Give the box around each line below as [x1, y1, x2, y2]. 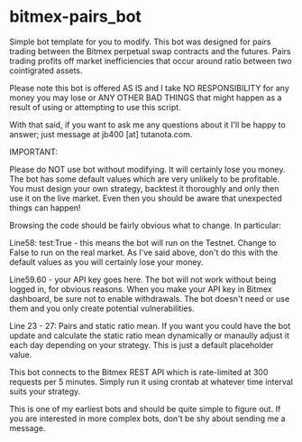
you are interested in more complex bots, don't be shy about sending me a [9, 413, 286, 424]
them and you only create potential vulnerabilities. [9, 303, 196, 314]
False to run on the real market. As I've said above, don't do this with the [9, 247, 279, 258]
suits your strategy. [9, 386, 81, 397]
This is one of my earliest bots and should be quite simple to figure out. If [9, 403, 281, 414]
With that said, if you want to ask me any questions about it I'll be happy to [9, 119, 286, 130]
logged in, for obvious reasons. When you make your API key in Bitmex [9, 283, 272, 295]
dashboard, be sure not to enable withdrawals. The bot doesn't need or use [9, 293, 290, 304]
